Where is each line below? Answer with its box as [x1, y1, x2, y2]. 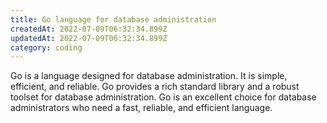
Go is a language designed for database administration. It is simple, [10, 70, 288, 82]
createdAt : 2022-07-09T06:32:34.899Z [10, 24, 168, 34]
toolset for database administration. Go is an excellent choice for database [10, 91, 317, 103]
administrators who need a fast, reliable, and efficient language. [10, 102, 273, 114]
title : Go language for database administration [10, 14, 217, 25]
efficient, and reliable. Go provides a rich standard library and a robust [10, 81, 300, 93]
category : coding [10, 42, 83, 53]
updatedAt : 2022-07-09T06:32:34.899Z [10, 33, 168, 43]
